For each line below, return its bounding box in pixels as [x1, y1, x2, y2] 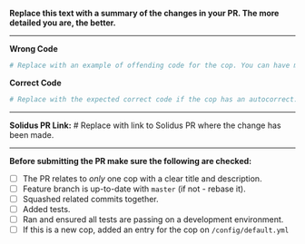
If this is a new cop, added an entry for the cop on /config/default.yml [22, 224, 290, 235]
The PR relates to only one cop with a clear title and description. [22, 172, 262, 184]
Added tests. [22, 203, 71, 214]
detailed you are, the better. [9, 17, 116, 28]
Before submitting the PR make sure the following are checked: [9, 155, 252, 166]
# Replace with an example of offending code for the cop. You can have [9, 61, 290, 70]
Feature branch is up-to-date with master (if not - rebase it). [22, 183, 247, 194]
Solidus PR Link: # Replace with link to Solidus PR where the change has [9, 120, 281, 131]
